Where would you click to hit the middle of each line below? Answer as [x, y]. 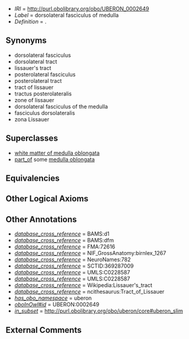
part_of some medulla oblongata [54, 159]
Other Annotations [41, 219]
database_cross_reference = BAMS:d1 [62, 234]
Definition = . [30, 21]
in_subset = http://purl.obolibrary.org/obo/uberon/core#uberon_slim [99, 311]
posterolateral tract [38, 80]
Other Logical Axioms [47, 199]
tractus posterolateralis [43, 94]
